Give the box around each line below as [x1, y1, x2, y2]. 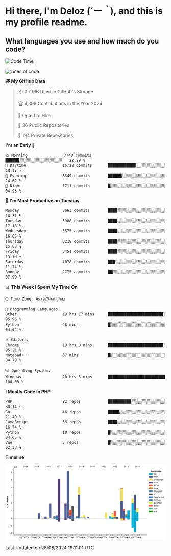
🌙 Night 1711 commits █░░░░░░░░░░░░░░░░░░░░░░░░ [5, 183, 166, 188]
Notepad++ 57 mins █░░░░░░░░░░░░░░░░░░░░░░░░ [5, 353, 166, 358]
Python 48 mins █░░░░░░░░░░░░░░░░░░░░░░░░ [5, 322, 166, 327]
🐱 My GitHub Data [5, 78, 46, 84]
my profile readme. [5, 16, 88, 28]
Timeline [5, 454, 25, 460]
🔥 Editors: [5, 337, 29, 343]
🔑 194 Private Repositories [17, 132, 74, 138]
